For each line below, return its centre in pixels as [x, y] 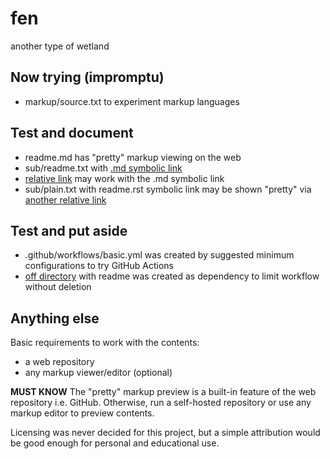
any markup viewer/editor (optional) [98, 373]
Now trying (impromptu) [87, 77]
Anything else [55, 318]
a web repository [59, 362]
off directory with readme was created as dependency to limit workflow [172, 276]
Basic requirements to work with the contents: [105, 343]
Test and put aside [69, 230]
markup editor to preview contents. [82, 413]
